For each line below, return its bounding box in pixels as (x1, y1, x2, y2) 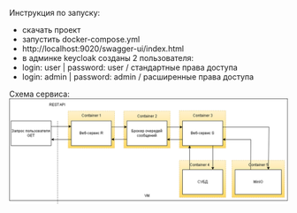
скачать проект (21, 25, 81, 34)
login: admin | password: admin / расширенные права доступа (21, 72, 255, 82)
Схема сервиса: (9, 88, 71, 99)
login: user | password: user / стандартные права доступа (21, 62, 238, 72)
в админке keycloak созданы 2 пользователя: (21, 53, 194, 63)
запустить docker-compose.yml (21, 34, 141, 44)
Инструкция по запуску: (9, 8, 101, 18)
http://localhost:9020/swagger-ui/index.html (21, 43, 184, 54)
